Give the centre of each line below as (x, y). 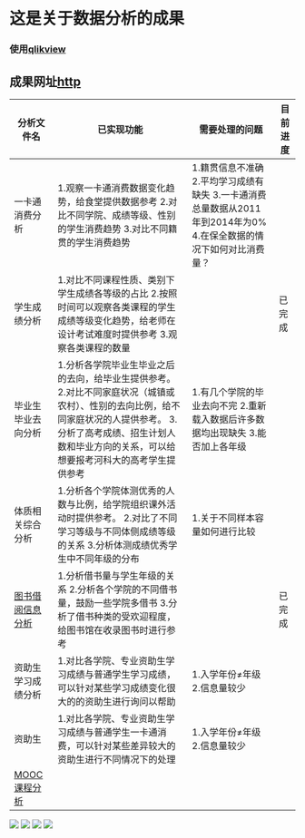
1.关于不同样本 (224, 518)
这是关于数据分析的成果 (97, 19)
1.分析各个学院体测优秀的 (112, 491)
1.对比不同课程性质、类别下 (116, 279)
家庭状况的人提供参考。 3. (122, 419)
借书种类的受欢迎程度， (126, 616)
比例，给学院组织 (112, 504)
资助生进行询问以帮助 (130, 701)
